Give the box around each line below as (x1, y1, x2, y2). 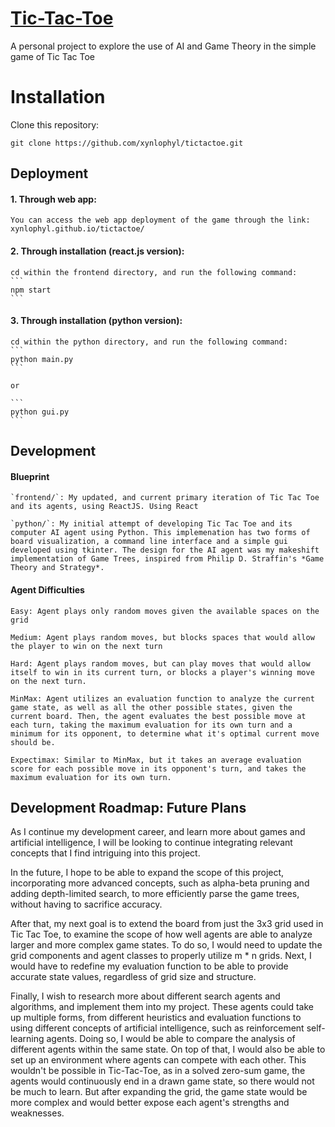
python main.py (10, 354, 74, 364)
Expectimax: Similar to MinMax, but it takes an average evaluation (10, 755, 302, 765)
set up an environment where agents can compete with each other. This (10, 1054, 307, 1066)
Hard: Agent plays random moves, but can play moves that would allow (10, 658, 311, 669)
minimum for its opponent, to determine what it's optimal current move (10, 728, 320, 739)
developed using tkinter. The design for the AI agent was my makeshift (10, 545, 320, 556)
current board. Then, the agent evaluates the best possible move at (10, 711, 307, 721)
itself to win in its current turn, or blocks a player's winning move (10, 667, 315, 677)
